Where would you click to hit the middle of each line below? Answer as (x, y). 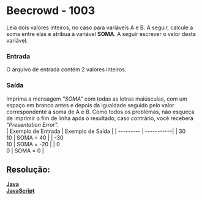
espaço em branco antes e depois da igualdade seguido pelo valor (90, 105)
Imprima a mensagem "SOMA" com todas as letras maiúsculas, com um (97, 99)
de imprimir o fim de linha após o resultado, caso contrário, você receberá (100, 118)
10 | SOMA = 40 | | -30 (35, 137)
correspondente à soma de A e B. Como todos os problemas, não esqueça (100, 112)
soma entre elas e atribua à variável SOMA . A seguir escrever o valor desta (101, 34)
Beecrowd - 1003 (51, 11)
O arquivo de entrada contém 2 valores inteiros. (66, 70)
